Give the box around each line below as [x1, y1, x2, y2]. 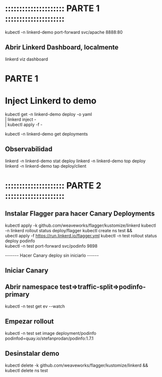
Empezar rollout [5, 317, 54, 326]
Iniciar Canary [5, 267, 48, 275]
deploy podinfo [5, 238, 35, 244]
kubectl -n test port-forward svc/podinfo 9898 [5, 243, 98, 249]
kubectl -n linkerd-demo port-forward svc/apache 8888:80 [5, 29, 123, 35]
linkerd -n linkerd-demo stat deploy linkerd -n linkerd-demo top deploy [5, 158, 146, 164]
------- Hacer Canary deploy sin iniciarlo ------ [5, 252, 99, 258]
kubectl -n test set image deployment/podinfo [5, 330, 97, 336]
